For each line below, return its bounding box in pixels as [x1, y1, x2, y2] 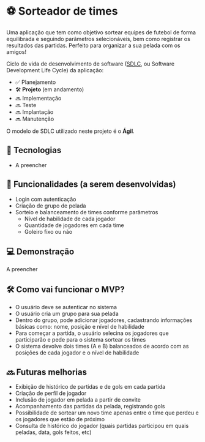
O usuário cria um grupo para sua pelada [15, 310, 119, 318]
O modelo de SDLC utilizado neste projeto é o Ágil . [6, 127, 135, 135]
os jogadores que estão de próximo [15, 416, 105, 422]
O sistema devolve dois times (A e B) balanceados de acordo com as [15, 343, 189, 350]
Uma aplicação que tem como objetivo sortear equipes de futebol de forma [6, 28, 196, 36]
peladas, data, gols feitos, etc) [15, 429, 92, 436]
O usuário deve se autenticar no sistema [15, 304, 117, 311]
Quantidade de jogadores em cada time [24, 221, 124, 229]
